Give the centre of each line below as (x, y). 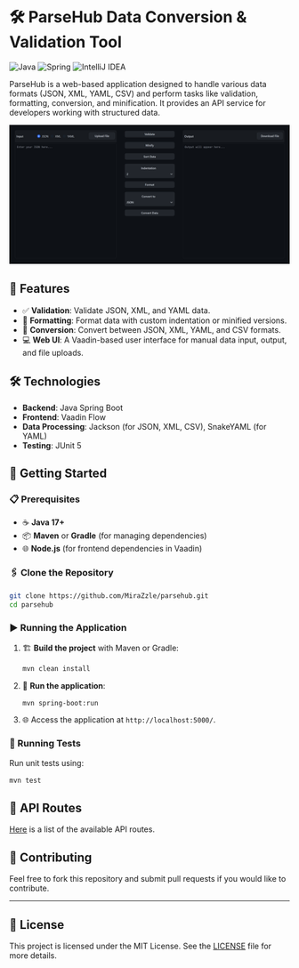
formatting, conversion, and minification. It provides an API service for (137, 102)
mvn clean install (56, 668)
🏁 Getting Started (58, 473)
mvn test (25, 780)
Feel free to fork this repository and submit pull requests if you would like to (148, 879)
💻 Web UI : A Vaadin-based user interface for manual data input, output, (154, 340)
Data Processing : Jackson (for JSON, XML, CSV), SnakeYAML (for (144, 426)
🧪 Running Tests (45, 744)
